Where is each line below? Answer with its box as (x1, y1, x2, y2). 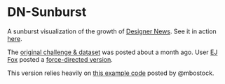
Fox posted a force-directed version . (7, 55, 114, 63)
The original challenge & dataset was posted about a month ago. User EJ (7, 48, 218, 56)
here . (7, 34, 22, 42)
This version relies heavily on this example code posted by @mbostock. (7, 69, 214, 77)
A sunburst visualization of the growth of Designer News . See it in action (7, 27, 217, 35)
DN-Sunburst (7, 4, 87, 20)
